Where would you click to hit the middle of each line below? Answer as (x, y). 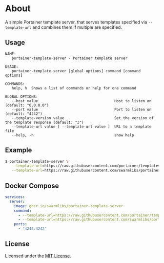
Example (19, 150)
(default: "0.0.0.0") (27, 105)
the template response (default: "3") (44, 122)
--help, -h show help (73, 135)
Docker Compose (32, 186)
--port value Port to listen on (82, 110)
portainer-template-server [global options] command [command (76, 71)
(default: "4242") (24, 114)
